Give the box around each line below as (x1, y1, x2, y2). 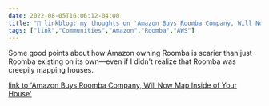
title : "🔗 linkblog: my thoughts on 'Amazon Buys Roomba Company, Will (8, 19, 252, 27)
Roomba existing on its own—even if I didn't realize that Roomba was (8, 57, 236, 66)
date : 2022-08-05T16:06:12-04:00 (8, 11, 120, 20)
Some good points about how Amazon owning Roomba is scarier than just (8, 49, 252, 58)
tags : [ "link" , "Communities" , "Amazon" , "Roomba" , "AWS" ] (8, 26, 195, 34)
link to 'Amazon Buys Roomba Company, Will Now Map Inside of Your (8, 80, 238, 90)
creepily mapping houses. (8, 65, 94, 75)
